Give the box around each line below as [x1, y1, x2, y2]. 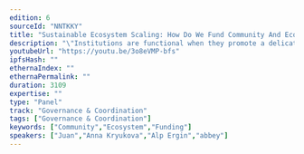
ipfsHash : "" [9, 55, 59, 64]
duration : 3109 [9, 81, 67, 90]
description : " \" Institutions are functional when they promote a [9, 38, 265, 48]
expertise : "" [9, 89, 63, 98]
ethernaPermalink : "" [9, 72, 91, 82]
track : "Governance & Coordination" [9, 106, 147, 115]
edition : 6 [9, 13, 51, 23]
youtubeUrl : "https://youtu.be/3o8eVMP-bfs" [9, 47, 180, 56]
